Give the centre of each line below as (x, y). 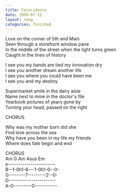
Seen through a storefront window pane (47, 44)
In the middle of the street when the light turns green (61, 50)
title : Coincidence (26, 10)
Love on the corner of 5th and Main (43, 39)
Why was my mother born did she (41, 127)
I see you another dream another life (43, 70)
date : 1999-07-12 (24, 15)
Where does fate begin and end (39, 143)
